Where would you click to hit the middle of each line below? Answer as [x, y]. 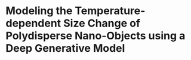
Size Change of [102, 23]
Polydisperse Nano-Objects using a [95, 36]
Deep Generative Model [65, 49]
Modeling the [39, 11]
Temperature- [110, 11]
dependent [33, 23]
